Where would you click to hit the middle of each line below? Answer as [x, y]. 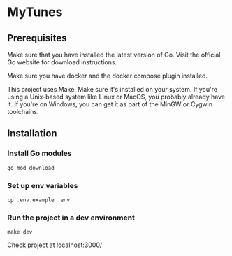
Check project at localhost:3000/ [55, 245]
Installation [32, 134]
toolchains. [23, 112]
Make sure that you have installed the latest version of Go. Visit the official [114, 55]
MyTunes [35, 12]
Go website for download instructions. [62, 62]
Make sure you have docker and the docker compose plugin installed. [108, 76]
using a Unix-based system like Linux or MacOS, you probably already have [116, 97]
